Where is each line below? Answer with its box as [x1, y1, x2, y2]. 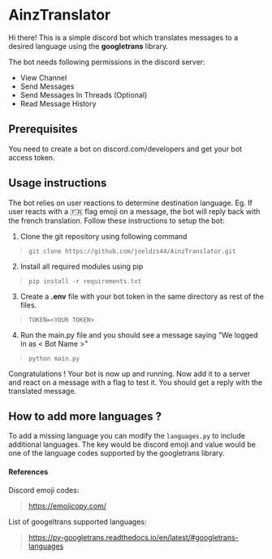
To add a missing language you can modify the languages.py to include [8, 431, 246, 441]
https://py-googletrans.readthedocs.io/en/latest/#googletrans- [28, 532, 240, 542]
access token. [8, 152, 55, 162]
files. [19, 299, 37, 310]
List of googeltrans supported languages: [8, 517, 147, 526]
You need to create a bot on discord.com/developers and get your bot [8, 144, 242, 154]
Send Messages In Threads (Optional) [19, 90, 148, 99]
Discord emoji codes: [8, 485, 80, 495]
